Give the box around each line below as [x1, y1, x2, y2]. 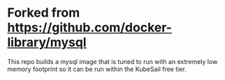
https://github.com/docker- [7, 19, 173, 35]
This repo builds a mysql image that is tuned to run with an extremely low [7, 57, 218, 65]
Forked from [7, 5, 80, 21]
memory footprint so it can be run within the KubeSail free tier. [7, 65, 187, 73]
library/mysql [7, 35, 87, 50]
